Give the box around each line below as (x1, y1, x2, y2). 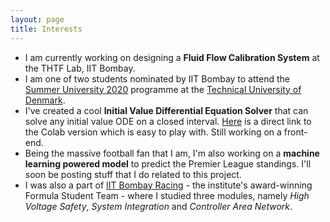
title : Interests (10, 24, 83, 34)
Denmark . (24, 94, 66, 106)
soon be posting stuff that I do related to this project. (24, 168, 242, 180)
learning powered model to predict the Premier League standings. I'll (24, 157, 312, 170)
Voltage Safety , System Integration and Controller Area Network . (24, 200, 293, 212)
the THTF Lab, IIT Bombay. (24, 62, 136, 74)
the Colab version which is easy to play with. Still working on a (24, 126, 282, 138)
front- (283, 126, 308, 138)
